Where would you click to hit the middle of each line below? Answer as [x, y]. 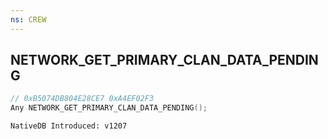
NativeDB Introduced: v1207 [69, 126]
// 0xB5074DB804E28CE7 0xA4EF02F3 [82, 99]
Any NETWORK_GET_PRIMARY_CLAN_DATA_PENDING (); [109, 108]
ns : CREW [28, 19]
